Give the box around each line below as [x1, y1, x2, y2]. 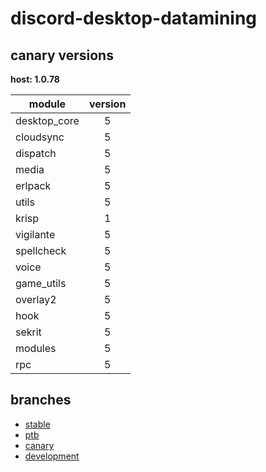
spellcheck [15, 244, 67, 257]
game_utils [15, 277, 67, 290]
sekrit [15, 325, 42, 339]
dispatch [15, 147, 57, 160]
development [24, 450, 80, 462]
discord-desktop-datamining [10, 7, 258, 30]
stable [24, 418, 51, 430]
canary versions [10, 47, 114, 64]
